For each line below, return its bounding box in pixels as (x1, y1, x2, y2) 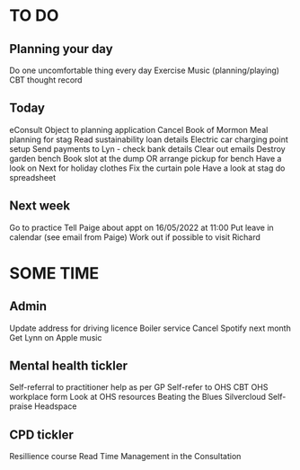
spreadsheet (9, 172, 57, 182)
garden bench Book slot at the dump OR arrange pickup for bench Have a (9, 153, 282, 164)
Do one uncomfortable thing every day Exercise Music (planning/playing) (9, 65, 280, 75)
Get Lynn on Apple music (9, 332, 102, 342)
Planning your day (9, 41, 114, 57)
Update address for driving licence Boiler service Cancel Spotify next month (9, 323, 292, 333)
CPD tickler (9, 427, 74, 442)
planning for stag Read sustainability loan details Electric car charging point (9, 134, 289, 145)
